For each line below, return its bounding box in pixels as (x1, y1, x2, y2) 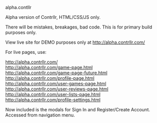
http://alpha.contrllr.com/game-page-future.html (5, 70, 107, 76)
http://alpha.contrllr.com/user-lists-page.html (5, 91, 101, 97)
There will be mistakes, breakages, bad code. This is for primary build (5, 24, 152, 30)
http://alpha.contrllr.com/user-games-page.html (5, 81, 106, 86)
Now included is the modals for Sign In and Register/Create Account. (5, 107, 150, 112)
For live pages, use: (5, 49, 47, 55)
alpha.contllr (5, 5, 32, 10)
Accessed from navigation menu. (5, 112, 75, 118)
